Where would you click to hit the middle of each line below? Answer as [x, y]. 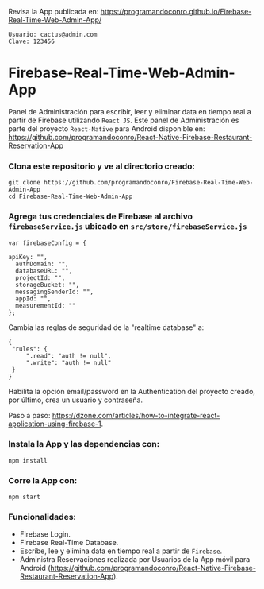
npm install [28, 460]
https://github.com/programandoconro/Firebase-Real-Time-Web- [148, 183]
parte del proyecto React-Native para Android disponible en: [107, 128]
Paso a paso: [29, 415]
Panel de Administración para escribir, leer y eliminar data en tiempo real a [130, 111]
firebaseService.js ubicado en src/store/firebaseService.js [128, 227]
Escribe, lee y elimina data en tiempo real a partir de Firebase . [121, 551]
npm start [25, 497]
